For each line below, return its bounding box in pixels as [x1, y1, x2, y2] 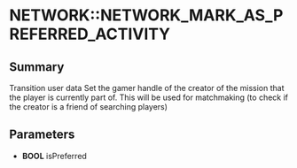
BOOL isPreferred [21, 150, 87, 161]
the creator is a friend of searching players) [9, 102, 168, 111]
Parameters [9, 127, 75, 142]
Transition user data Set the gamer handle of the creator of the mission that [9, 83, 285, 93]
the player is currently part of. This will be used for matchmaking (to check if [9, 92, 289, 103]
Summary [9, 59, 65, 74]
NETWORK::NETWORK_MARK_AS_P [9, 5, 284, 26]
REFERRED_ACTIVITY [9, 24, 171, 44]
